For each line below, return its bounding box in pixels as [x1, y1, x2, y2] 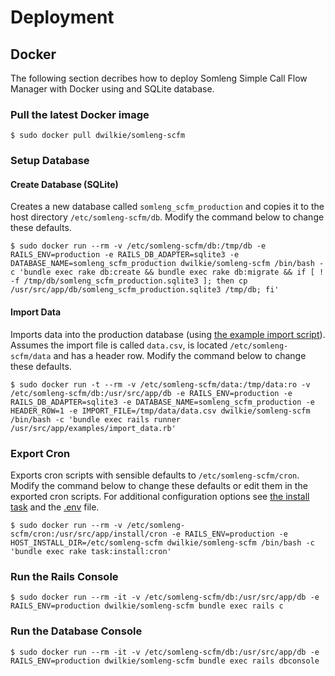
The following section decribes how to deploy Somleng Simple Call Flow [10, 72, 308, 84]
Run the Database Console [10, 624, 143, 638]
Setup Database [10, 154, 90, 168]
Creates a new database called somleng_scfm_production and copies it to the [10, 201, 325, 213]
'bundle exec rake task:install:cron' [10, 546, 172, 556]
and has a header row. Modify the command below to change [53, 349, 307, 361]
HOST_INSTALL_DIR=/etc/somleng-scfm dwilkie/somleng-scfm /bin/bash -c [10, 537, 315, 548]
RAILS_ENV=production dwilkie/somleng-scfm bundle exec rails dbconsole [10, 656, 320, 666]
